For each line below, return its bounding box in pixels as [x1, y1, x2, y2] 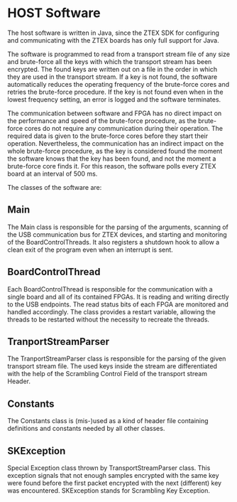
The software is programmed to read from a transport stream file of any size [7, 50, 231, 58]
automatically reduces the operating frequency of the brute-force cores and [7, 80, 230, 88]
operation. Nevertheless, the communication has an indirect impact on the [7, 139, 224, 147]
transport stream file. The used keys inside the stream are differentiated [7, 362, 218, 370]
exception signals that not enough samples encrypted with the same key [7, 471, 219, 479]
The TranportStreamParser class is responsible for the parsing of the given [7, 354, 226, 363]
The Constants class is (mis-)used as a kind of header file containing [7, 417, 209, 425]
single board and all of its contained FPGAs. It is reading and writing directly [7, 292, 229, 301]
